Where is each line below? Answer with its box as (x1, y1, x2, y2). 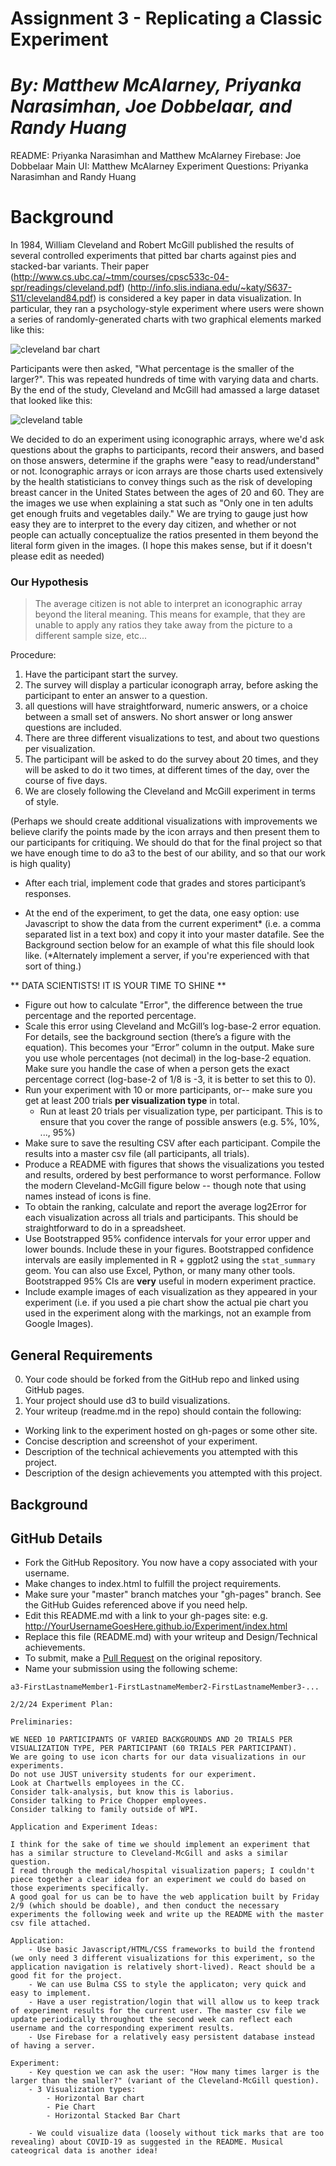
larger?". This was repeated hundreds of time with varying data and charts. (10, 373, 319, 386)
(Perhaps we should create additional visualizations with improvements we (10, 815, 318, 827)
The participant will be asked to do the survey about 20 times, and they (24, 753, 319, 766)
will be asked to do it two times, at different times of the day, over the (24, 764, 310, 776)
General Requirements (10, 1347, 153, 1364)
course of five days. (24, 775, 108, 787)
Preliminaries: (10, 1717, 74, 1727)
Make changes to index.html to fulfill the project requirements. (24, 1578, 282, 1590)
